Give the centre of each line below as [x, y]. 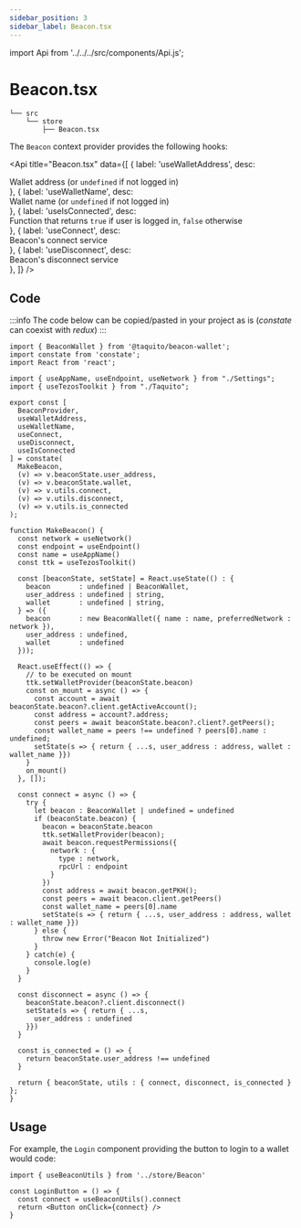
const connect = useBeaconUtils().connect [99, 1200]
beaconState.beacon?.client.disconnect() [105, 1003]
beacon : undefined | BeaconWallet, [108, 587]
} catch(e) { [51, 955]
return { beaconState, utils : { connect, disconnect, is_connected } [155, 1083]
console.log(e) [62, 963]
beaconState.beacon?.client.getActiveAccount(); [104, 707]
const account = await [77, 699]
